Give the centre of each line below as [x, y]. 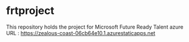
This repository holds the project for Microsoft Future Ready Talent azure [95, 27]
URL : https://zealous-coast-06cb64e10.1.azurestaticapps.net [81, 33]
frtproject [30, 11]
